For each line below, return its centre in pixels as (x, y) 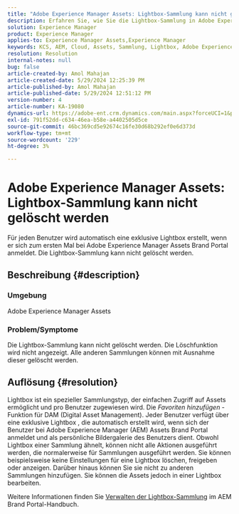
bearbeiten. (24, 483)
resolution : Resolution (43, 54)
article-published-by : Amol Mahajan (62, 87)
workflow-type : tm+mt (39, 133)
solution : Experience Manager (52, 27)
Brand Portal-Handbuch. (43, 504)
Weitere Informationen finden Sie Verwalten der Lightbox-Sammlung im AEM (119, 496)
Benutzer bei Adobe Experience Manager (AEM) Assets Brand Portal (108, 430)
